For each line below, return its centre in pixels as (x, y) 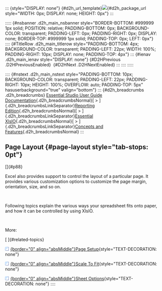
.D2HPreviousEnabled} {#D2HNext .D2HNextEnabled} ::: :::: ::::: (69, 65)
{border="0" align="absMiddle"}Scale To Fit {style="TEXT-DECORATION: (84, 263)
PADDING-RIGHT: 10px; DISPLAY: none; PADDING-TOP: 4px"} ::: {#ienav (78, 54)
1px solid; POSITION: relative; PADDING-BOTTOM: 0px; (60, 28)
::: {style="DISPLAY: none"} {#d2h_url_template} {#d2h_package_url (76, 8)
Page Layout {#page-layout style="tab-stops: (77, 147)
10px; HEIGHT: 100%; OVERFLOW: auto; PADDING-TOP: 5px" (82, 85)
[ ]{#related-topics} (25, 239)
